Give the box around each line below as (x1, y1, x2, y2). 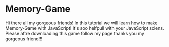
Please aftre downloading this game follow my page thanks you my (5, 30, 145, 36)
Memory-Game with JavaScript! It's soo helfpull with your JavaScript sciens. (5, 25, 164, 31)
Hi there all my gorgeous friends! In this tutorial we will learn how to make (5, 20, 158, 26)
